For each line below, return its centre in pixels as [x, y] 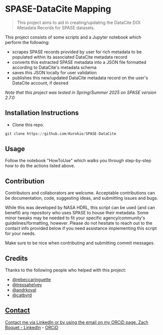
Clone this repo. [28, 125]
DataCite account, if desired [40, 83]
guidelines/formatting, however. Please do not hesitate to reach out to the [79, 223]
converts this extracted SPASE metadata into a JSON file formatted [79, 62]
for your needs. [20, 233]
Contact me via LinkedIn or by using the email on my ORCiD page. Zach [77, 322]
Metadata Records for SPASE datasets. [56, 27]
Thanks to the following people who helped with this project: [66, 270]
